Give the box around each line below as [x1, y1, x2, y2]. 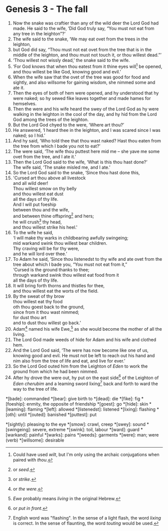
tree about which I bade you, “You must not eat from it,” [12, 261, 128, 267]
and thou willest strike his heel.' [12, 224, 78, 230]
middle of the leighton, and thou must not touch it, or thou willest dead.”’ [12, 51, 162, 58]
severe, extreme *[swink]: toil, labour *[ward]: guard [32, 426, 140, 433]
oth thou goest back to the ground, [12, 304, 85, 310]
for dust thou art [12, 314, 47, 320]
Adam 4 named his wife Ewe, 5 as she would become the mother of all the [12, 325, 163, 332]
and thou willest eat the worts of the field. [12, 288, 99, 294]
